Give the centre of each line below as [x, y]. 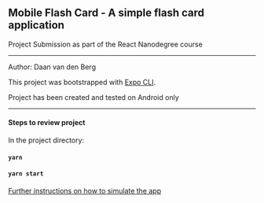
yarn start [26, 174]
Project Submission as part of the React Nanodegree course [105, 44]
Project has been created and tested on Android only [93, 97]
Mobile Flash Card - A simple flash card [106, 13]
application [37, 26]
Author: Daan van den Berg [52, 67]
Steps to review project [47, 123]
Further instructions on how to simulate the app [85, 190]
